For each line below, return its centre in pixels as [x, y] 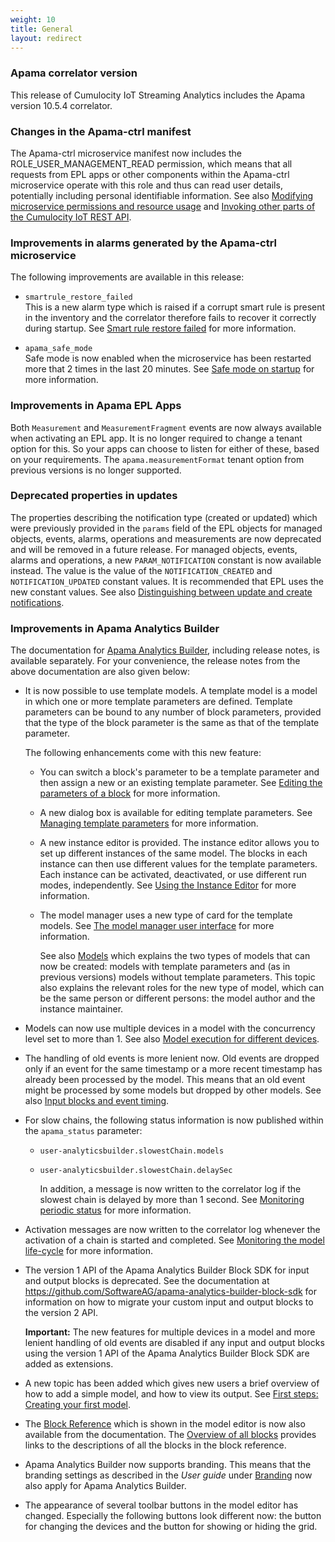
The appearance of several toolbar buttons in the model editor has [161, 1505]
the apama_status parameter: [83, 1131]
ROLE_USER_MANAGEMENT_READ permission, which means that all [151, 163]
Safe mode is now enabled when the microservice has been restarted [168, 358]
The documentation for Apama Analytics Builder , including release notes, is [165, 650]
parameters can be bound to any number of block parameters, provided [173, 712]
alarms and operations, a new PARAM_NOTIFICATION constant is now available [166, 560]
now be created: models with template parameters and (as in [165, 967]
